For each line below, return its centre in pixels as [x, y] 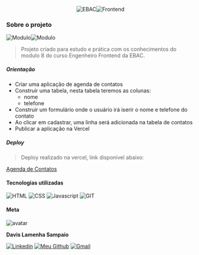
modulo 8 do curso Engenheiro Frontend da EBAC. [83, 56]
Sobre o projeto [29, 24]
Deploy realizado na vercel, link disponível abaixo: [82, 158]
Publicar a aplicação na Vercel [52, 129]
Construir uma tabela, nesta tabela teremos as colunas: [83, 91]
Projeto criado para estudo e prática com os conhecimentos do [99, 49]
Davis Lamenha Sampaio [37, 234]
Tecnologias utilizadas [35, 183]
